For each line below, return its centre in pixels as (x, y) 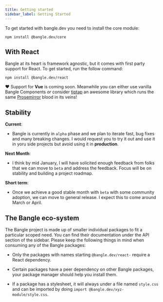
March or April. (27, 202)
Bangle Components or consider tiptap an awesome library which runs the (80, 92)
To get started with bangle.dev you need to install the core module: (72, 28)
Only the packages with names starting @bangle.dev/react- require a (81, 255)
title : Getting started (29, 10)
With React (22, 52)
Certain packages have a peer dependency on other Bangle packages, (83, 269)
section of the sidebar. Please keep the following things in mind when (75, 240)
